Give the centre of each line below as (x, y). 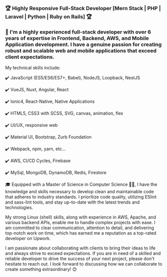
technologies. (19, 208)
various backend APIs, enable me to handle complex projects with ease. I (80, 223)
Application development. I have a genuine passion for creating (83, 44)
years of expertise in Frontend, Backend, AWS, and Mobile (77, 38)
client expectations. (30, 57)
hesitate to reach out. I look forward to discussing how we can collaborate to (84, 264)
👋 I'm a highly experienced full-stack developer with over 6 (78, 32)
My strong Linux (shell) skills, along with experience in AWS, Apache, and (81, 217)
